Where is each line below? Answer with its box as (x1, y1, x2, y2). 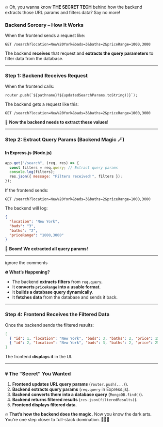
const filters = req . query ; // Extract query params (9, 165, 118, 170)
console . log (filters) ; (9, 170, 55, 174)
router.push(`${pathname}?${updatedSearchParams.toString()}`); (5, 93, 138, 97)
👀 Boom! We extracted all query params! (5, 246, 88, 252)
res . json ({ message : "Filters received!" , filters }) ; (9, 174, 123, 179)
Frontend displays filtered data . (12, 402, 77, 408)
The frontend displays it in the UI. (5, 354, 73, 360)
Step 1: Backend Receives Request (5, 72, 88, 79)
